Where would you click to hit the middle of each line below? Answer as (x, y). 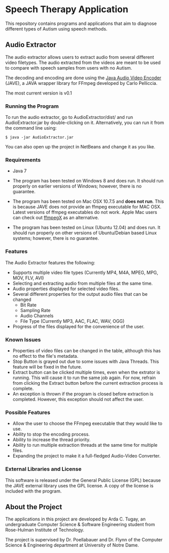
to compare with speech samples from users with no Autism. (69, 68)
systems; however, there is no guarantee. (56, 238)
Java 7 (20, 171)
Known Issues (23, 340)
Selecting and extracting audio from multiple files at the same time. (83, 283)
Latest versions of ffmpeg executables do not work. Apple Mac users (85, 212)
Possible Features (28, 412)
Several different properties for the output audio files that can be (80, 294)
